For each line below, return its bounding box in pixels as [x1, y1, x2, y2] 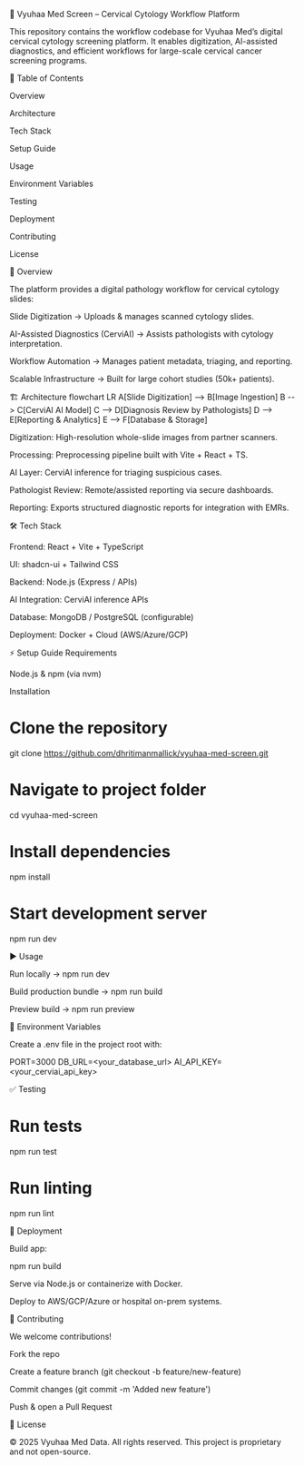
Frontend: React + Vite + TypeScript [9, 541, 144, 552]
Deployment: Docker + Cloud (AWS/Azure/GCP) [9, 629, 189, 640]
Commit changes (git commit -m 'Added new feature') [9, 1383, 211, 1394]
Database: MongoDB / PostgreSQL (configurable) [9, 612, 194, 622]
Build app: [9, 1243, 47, 1254]
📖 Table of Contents [9, 73, 84, 84]
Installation [9, 686, 51, 696]
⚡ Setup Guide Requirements [9, 647, 118, 658]
